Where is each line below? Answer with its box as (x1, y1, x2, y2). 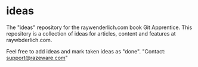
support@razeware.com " (6, 54, 69, 61)
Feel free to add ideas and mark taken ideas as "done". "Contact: (6, 47, 166, 55)
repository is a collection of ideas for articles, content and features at (6, 30, 176, 37)
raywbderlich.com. (6, 36, 52, 43)
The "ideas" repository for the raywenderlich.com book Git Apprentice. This (6, 24, 193, 31)
